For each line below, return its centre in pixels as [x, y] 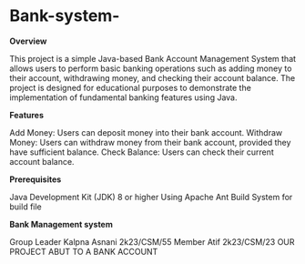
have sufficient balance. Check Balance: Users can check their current [142, 152]
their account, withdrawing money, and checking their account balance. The [152, 77]
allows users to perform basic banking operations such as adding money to [151, 68]
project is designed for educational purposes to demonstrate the [131, 87]
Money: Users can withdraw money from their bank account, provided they [150, 142]
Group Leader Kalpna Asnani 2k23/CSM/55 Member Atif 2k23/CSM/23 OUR [152, 241]
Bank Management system [61, 224]
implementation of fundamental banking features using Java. [123, 97]
